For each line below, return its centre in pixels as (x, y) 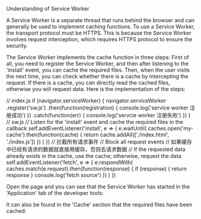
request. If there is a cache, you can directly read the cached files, (88, 83)
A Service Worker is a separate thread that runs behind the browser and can (100, 20)
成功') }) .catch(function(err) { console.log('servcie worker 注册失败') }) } (101, 115)
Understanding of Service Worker (48, 9)
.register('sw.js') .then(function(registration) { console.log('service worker (97, 108)
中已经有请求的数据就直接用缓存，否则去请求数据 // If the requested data (96, 149)
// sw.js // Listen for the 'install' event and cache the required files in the (95, 122)
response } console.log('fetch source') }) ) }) (61, 175)
